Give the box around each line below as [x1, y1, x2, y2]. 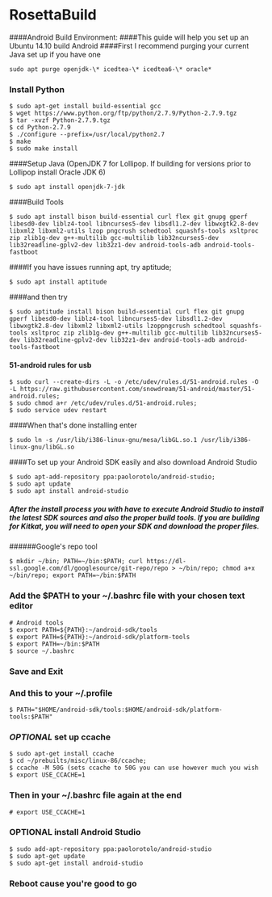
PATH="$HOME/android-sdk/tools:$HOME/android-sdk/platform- [16, 705, 223, 714]
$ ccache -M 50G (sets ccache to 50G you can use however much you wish [9, 764, 259, 773]
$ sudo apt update [9, 480, 71, 488]
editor [9, 600, 34, 612]
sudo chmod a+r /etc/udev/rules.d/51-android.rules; [16, 399, 198, 407]
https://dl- [146, 558, 186, 566]
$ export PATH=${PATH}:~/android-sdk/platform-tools [9, 633, 190, 641]
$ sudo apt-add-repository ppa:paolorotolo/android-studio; [9, 473, 216, 482]
